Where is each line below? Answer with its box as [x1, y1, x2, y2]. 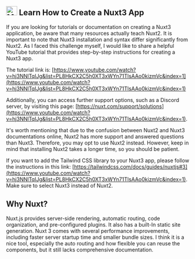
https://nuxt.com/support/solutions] [77, 103, 164, 110]
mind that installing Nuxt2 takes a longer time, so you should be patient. [6, 145, 180, 152]
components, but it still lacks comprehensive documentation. [6, 246, 154, 253]
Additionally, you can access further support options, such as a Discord [6, 96, 180, 103]
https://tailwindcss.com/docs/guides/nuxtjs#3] [74, 163, 188, 170]
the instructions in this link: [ [6, 163, 75, 170]
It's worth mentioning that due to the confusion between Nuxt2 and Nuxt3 [6, 126, 185, 133]
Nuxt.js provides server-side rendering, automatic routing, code [6, 215, 160, 222]
